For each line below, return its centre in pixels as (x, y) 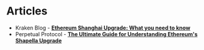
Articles (27, 11)
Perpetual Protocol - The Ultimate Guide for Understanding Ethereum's (106, 34)
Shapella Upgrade (38, 40)
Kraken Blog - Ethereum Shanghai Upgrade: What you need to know (103, 28)
